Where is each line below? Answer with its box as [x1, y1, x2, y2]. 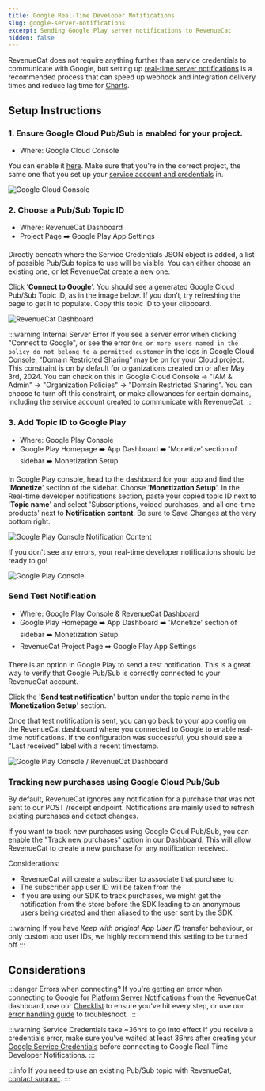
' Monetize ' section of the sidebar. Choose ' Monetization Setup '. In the [8, 482, 240, 492]
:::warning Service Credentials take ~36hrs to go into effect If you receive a [8, 1024, 254, 1034]
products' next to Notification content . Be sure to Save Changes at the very [8, 508, 256, 517]
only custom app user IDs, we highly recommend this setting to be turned [8, 932, 248, 941]
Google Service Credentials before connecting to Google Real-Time [8, 1041, 228, 1051]
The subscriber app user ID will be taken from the [19, 882, 182, 893]
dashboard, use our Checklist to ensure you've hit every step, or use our [8, 1001, 244, 1010]
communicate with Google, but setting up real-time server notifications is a [8, 64, 252, 74]
